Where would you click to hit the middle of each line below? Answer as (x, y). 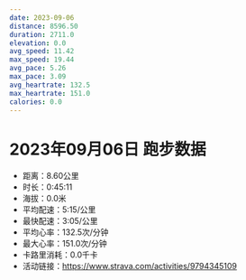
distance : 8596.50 (44, 26)
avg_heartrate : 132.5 (50, 85)
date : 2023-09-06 (42, 18)
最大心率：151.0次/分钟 (65, 244)
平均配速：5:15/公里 (59, 210)
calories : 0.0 (36, 102)
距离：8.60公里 (50, 176)
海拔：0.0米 (44, 199)
